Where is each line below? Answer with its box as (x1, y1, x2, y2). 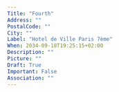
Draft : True (7, 62, 42, 68)
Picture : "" (7, 55, 42, 62)
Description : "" (7, 49, 54, 56)
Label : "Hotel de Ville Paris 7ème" (7, 36, 113, 43)
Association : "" (7, 74, 54, 82)
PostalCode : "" (7, 23, 51, 30)
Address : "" (7, 17, 42, 24)
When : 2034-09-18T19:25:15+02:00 (7, 42, 104, 49)
